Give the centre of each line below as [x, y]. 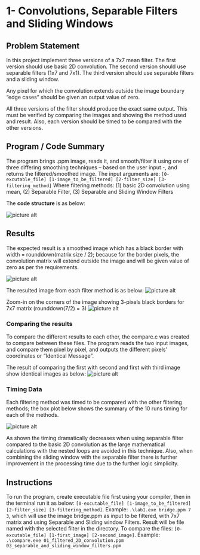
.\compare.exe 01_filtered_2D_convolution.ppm [65, 541]
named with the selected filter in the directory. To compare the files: [90, 529]
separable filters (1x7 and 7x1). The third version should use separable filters [100, 73]
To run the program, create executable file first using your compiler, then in [99, 497]
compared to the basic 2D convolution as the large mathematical [86, 444]
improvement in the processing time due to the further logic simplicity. [93, 463]
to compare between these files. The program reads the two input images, [98, 343]
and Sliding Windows [60, 24]
